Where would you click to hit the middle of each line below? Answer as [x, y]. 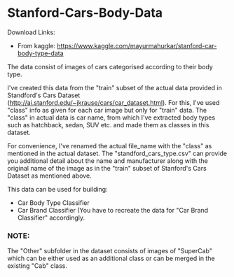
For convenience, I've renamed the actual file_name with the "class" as [110, 145]
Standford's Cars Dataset [44, 95]
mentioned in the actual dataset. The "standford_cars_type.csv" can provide [117, 153]
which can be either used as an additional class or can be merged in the [111, 258]
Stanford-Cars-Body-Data [85, 13]
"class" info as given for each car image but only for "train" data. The [107, 110]
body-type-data [40, 53]
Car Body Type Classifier [53, 203]
